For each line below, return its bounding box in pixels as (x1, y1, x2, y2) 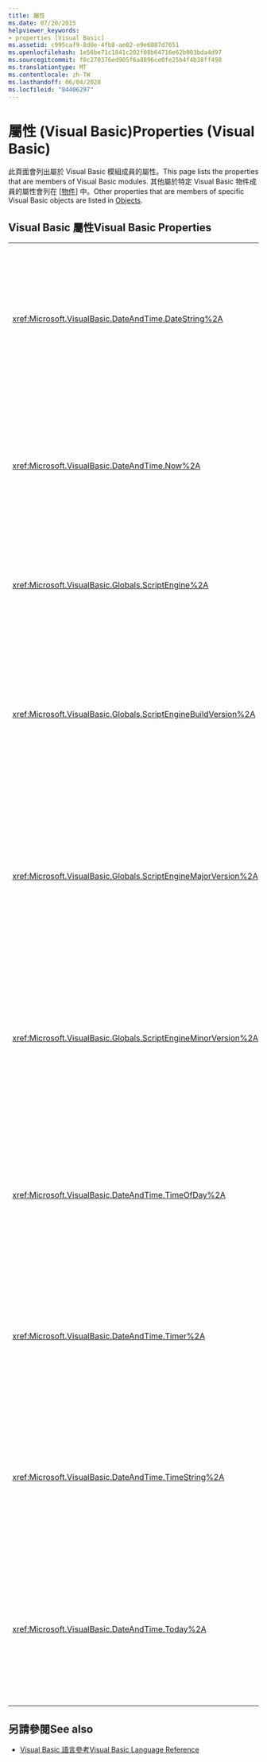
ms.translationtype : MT (8, 64, 87, 72)
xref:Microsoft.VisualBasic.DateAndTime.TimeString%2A (12, 1472, 225, 1483)
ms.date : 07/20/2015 (8, 19, 77, 27)
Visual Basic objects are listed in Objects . (8, 196, 143, 205)
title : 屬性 (8, 11, 45, 20)
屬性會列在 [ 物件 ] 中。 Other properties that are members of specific (21, 187, 245, 196)
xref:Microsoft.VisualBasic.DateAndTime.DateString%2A (12, 313, 224, 324)
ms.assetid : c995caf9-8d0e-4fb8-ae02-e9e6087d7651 (8, 41, 180, 49)
